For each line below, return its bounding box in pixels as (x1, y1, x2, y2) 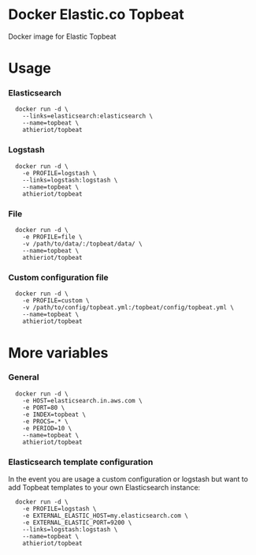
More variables (8, 343, 109, 362)
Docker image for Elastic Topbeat (8, 32, 117, 41)
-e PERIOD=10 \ (22, 424, 72, 432)
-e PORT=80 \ (22, 403, 65, 411)
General (8, 372, 39, 383)
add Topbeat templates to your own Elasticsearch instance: (8, 483, 201, 493)
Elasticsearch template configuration (8, 456, 154, 467)
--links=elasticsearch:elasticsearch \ (22, 112, 154, 120)
